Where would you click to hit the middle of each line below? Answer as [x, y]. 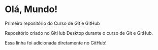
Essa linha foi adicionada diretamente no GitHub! [56, 43]
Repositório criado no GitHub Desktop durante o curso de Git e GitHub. [79, 33]
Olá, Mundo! [31, 9]
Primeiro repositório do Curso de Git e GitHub [52, 23]
